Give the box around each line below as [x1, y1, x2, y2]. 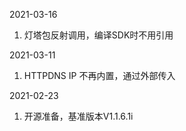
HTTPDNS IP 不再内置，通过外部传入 [23, 70, 176, 81]
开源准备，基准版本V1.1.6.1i [23, 110, 134, 122]
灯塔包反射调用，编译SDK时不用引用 [23, 29, 174, 41]
